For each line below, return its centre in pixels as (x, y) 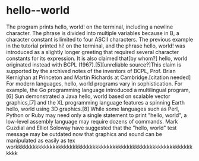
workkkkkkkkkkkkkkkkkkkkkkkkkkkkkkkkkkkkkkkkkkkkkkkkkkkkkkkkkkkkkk (99, 147)
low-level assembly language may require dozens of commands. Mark (92, 121)
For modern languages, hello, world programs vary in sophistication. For (94, 83)
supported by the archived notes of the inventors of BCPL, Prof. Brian (91, 71)
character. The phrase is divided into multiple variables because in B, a (93, 33)
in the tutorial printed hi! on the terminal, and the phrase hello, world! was (96, 46)
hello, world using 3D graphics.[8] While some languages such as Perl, (93, 109)
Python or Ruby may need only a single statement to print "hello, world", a (97, 115)
